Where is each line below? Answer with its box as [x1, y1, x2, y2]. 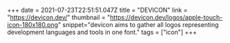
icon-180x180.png [7, 21, 59, 28]
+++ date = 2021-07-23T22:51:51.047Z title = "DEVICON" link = [7, 6, 188, 14]
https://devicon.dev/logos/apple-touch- [110, 13, 223, 21]
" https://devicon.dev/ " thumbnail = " [7, 13, 111, 21]
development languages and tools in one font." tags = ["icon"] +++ [7, 28, 198, 36]
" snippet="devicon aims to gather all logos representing [57, 21, 219, 28]
